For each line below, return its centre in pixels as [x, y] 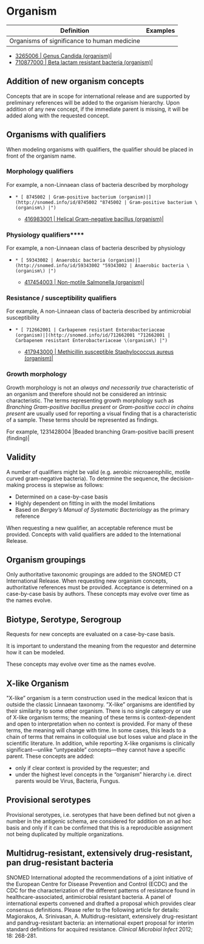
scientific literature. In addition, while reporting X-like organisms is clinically [101, 743]
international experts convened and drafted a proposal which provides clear [101, 903]
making [16, 484]
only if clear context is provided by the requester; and [82, 768]
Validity [21, 457]
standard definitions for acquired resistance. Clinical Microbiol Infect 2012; [100, 929]
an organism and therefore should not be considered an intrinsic [87, 394]
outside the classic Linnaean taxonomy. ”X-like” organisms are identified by [101, 705]
